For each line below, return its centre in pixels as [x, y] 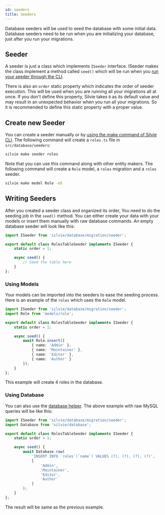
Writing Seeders [31, 199]
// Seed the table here [47, 262]
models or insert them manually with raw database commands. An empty [79, 221]
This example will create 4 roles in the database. [54, 382]
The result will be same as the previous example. [55, 507]
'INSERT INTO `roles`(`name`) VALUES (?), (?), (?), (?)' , [93, 456]
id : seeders [17, 10]
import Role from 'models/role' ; [39, 314]
